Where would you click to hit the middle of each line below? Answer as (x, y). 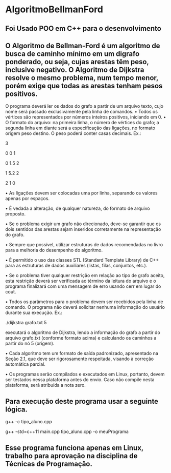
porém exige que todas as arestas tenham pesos (84, 86)
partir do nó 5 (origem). (30, 343)
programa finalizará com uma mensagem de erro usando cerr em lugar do (83, 286)
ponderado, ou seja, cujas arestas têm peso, (77, 62)
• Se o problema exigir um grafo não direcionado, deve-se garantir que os (83, 224)
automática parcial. (26, 364)
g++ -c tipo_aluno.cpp (29, 422)
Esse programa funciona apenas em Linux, (75, 448)
